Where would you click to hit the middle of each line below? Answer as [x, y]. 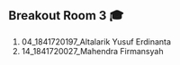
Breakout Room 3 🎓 [66, 16]
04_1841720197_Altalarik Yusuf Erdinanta [96, 41]
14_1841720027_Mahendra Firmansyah [92, 51]
